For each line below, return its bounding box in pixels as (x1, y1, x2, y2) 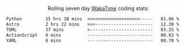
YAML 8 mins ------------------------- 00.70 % (6, 38, 180, 43)
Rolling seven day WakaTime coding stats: (47, 5, 149, 12)
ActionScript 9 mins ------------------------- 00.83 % (6, 32, 180, 38)
